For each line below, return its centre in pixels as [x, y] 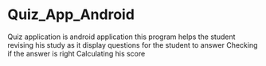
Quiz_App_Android [71, 15]
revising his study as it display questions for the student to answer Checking [133, 45]
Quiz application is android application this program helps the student [121, 37]
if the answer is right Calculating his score [76, 53]
